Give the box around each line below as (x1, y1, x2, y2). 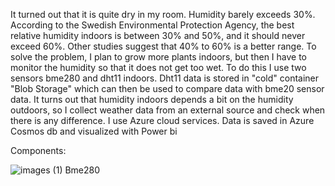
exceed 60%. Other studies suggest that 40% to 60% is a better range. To (10, 40, 317, 52)
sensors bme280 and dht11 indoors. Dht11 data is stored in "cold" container (10, 72, 320, 84)
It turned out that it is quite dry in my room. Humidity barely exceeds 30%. (10, 9, 316, 20)
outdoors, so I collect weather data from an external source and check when (10, 104, 326, 116)
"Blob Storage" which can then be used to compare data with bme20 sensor (10, 83, 325, 94)
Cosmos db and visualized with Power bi (10, 125, 178, 137)
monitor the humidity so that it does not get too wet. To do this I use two (10, 62, 307, 73)
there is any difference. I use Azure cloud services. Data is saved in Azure (10, 115, 315, 126)
